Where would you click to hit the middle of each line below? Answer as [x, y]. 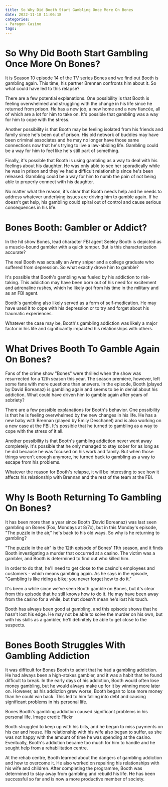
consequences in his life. [31, 208]
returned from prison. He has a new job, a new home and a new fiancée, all [83, 109]
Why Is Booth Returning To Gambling [83, 498]
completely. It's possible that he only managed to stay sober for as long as [82, 446]
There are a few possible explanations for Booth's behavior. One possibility [83, 410]
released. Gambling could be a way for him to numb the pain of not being [81, 177]
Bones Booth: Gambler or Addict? [76, 228]
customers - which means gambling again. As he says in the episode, [77, 573]
